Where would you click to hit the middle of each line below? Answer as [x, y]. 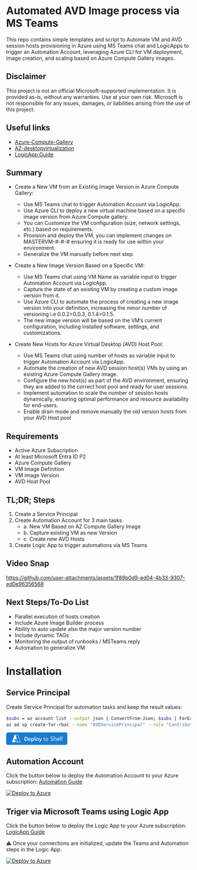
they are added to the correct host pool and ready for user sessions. [106, 387]
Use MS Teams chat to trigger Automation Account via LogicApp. [102, 204]
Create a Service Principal [46, 514]
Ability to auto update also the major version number [78, 629]
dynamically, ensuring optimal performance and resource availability [106, 399]
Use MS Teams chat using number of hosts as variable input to [99, 356]
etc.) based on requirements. [58, 229]
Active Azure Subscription [46, 451]
